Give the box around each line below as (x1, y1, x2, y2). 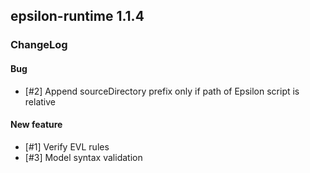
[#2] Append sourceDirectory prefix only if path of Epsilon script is (24, 85, 300, 97)
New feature (10, 119, 63, 131)
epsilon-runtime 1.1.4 (10, 8, 145, 25)
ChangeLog (10, 38, 68, 52)
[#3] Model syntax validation (24, 151, 143, 163)
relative (24, 95, 56, 108)
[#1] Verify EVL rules (24, 140, 110, 153)
